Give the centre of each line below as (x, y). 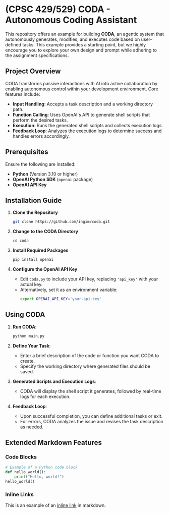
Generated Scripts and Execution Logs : (54, 381)
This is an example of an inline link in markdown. (55, 505)
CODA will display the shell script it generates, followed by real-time (91, 391)
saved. (27, 371)
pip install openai (33, 260)
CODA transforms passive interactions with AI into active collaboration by (81, 83)
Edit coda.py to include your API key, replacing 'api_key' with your (89, 279)
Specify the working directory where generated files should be (85, 366)
